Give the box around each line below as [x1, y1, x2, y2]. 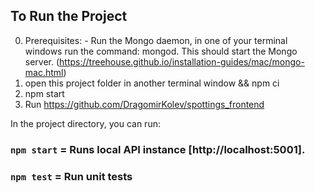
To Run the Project [10, 8, 128, 25]
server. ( [24, 55, 60, 68]
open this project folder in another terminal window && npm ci [24, 77, 280, 89]
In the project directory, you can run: [10, 117, 161, 129]
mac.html [24, 66, 64, 78]
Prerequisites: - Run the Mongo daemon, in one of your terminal [24, 34, 288, 46]
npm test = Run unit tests [10, 169, 133, 183]
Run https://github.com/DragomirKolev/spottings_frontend [24, 98, 265, 110]
